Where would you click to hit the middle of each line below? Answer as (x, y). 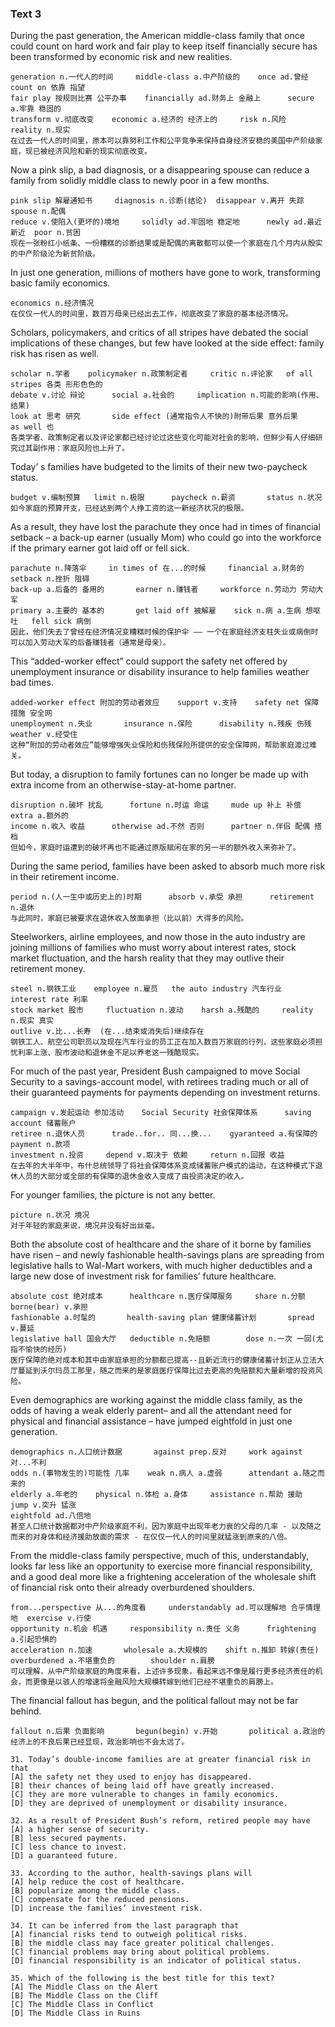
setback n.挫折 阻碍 (50, 579)
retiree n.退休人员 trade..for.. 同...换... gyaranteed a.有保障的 (164, 1134)
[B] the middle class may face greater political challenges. (142, 1943)
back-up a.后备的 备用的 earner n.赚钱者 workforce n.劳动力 (153, 590)
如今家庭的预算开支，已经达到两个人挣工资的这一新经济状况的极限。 (129, 508)
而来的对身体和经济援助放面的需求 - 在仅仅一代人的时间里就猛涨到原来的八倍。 (151, 1537)
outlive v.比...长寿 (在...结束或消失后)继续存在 (107, 1032)
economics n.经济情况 (52, 303)
